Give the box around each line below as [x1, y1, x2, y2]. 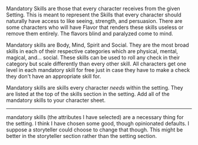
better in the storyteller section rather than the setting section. [6, 133, 157, 139]
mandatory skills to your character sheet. [6, 97, 106, 104]
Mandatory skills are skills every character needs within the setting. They [6, 84, 184, 91]
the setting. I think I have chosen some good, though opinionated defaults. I [6, 120, 190, 127]
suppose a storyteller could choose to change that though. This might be [6, 126, 183, 133]
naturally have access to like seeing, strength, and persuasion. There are [6, 18, 183, 24]
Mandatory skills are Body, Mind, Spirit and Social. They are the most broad [6, 41, 190, 48]
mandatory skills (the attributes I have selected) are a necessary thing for [6, 114, 184, 120]
